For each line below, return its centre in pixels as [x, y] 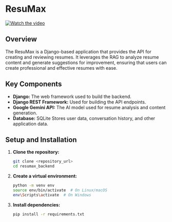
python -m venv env [34, 186]
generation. [25, 113]
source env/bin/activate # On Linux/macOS [60, 190]
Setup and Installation [41, 140]
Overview [21, 39]
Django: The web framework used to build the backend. [72, 96]
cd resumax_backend [34, 166]
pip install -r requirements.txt [49, 214]
